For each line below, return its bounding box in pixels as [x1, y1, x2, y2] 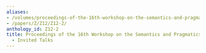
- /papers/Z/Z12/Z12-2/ [6, 20, 67, 26]
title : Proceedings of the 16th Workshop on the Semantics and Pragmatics [6, 32, 202, 38]
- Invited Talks [12, 37, 53, 43]
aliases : [6, 9, 29, 15]
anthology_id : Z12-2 [6, 26, 59, 32]
